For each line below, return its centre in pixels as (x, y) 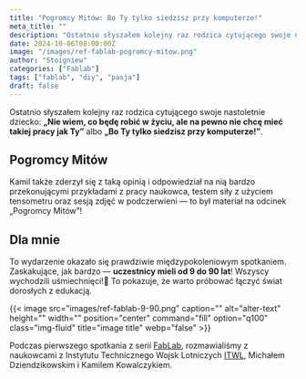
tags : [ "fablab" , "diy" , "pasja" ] (75, 78)
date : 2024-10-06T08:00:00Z (63, 43)
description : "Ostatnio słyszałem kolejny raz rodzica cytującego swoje (150, 35)
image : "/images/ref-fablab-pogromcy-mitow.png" (103, 52)
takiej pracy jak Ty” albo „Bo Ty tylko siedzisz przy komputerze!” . (136, 131)
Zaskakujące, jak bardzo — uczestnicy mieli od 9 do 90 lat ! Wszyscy (139, 271)
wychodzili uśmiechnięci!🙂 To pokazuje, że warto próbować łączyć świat (146, 281)
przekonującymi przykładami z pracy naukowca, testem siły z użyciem (141, 192)
